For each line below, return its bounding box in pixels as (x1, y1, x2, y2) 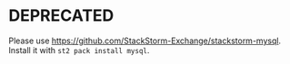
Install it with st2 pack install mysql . (8, 44, 150, 55)
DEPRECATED (8, 5, 115, 26)
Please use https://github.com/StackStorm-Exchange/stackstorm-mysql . (8, 35, 282, 46)
